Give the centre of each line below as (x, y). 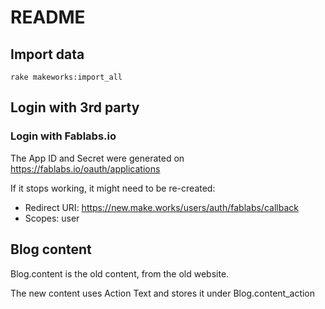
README (48, 17)
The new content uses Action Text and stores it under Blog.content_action (163, 293)
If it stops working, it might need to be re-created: (113, 188)
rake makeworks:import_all (66, 77)
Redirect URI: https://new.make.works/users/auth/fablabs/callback (161, 207)
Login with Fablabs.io (63, 136)
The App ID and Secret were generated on (97, 158)
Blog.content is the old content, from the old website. (120, 273)
